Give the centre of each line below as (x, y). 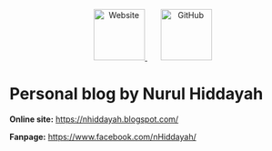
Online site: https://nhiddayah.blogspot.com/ (94, 119)
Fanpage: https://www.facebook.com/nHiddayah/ (103, 136)
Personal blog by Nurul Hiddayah (136, 94)
